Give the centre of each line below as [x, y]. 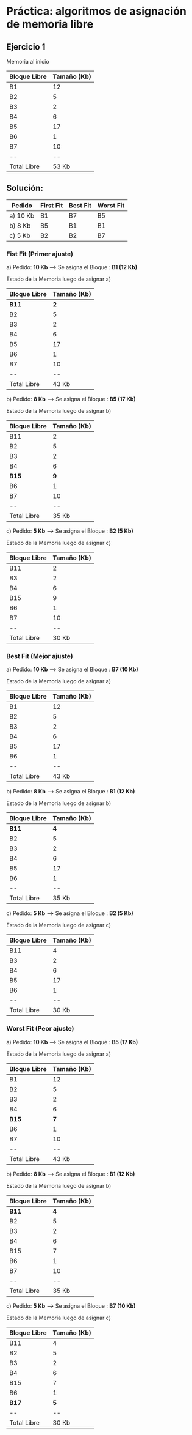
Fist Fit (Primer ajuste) [40, 254]
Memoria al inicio [28, 61]
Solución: [25, 188]
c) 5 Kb [20, 235]
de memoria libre [50, 24]
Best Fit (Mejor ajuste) [40, 656]
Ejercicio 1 [26, 47]
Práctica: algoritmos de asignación [97, 11]
